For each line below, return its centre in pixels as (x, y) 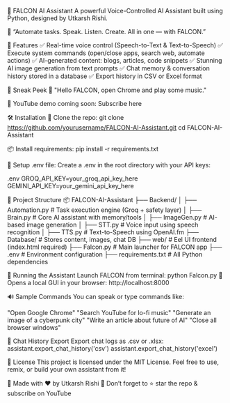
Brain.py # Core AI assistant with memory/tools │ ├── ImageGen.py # (107, 217)
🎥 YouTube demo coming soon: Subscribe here (75, 104)
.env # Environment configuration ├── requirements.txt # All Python (105, 254)
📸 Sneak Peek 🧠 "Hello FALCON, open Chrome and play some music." (107, 90)
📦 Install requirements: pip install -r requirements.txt (83, 149)
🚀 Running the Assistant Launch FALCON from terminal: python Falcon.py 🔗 (115, 275)
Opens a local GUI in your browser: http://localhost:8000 (88, 283)
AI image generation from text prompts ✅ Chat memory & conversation (108, 68)
